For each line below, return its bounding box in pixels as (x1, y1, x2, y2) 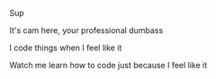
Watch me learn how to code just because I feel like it (9, 60, 208, 70)
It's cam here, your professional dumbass (9, 25, 164, 35)
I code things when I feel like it (9, 42, 122, 53)
